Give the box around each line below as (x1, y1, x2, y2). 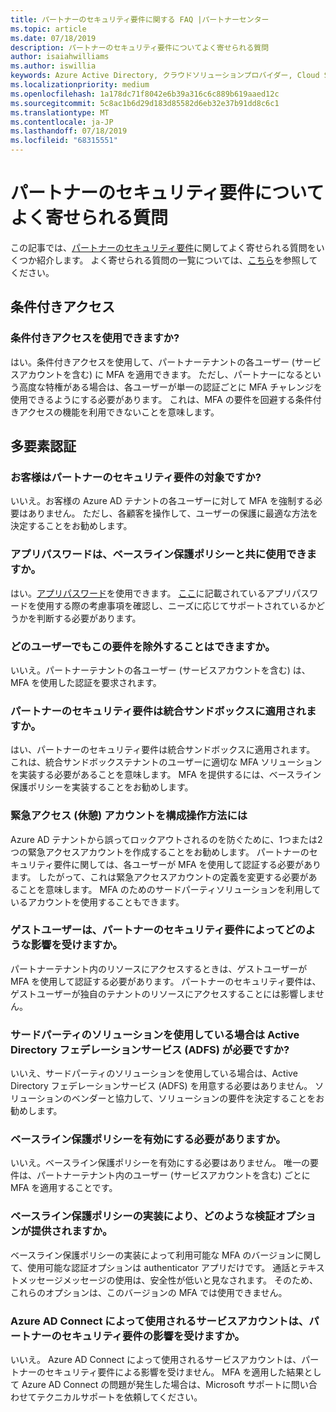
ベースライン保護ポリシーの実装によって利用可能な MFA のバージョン (10, 1249, 296, 1261)
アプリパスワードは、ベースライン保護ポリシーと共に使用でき (10, 547, 307, 561)
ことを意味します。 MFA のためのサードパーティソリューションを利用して (18, 883, 322, 895)
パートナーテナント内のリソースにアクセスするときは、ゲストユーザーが (10, 962, 308, 975)
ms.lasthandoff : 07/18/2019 (10, 126, 128, 136)
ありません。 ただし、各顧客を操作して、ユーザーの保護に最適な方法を (27, 507, 319, 520)
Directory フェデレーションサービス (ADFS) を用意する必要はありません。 (10, 1080, 313, 1092)
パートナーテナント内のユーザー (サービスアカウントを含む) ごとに (36, 1169, 311, 1181)
